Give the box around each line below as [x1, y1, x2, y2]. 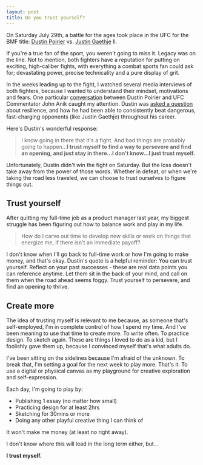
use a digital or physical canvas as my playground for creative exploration [6, 367, 190, 374]
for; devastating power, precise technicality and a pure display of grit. [6, 69, 180, 76]
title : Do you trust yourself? [6, 15, 85, 21]
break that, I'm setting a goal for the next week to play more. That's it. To [6, 361, 188, 368]
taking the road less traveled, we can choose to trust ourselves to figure [6, 174, 186, 181]
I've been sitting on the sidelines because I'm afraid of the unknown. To [6, 354, 185, 362]
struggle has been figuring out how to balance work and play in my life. [6, 221, 184, 228]
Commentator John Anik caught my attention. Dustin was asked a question [6, 100, 193, 107]
